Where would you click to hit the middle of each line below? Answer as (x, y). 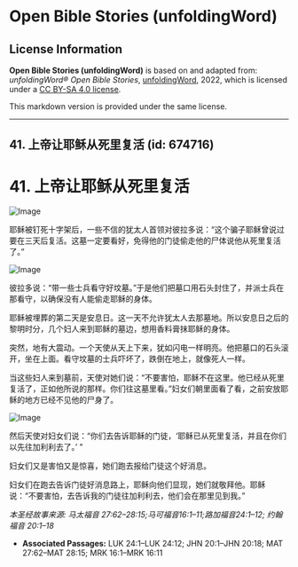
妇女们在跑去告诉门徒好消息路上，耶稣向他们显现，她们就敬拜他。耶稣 (137, 484)
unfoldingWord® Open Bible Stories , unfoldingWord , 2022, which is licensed (149, 80)
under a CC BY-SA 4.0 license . (65, 89)
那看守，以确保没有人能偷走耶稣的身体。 (83, 299)
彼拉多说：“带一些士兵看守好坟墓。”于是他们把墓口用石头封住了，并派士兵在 (147, 288)
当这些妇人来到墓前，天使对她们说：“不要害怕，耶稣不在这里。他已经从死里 (147, 378)
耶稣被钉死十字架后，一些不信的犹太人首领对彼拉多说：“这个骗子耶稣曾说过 (147, 230)
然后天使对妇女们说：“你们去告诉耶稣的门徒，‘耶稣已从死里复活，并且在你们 (148, 436)
